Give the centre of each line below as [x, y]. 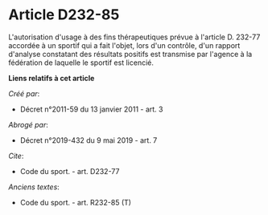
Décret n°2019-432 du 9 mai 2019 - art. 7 [89, 140]
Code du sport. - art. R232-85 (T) [75, 202]
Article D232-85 [64, 15]
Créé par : [24, 93]
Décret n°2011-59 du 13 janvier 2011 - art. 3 [91, 109]
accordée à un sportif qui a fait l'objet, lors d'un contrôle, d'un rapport [124, 45]
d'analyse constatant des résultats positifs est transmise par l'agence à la [130, 54]
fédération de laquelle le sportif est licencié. [81, 63]
